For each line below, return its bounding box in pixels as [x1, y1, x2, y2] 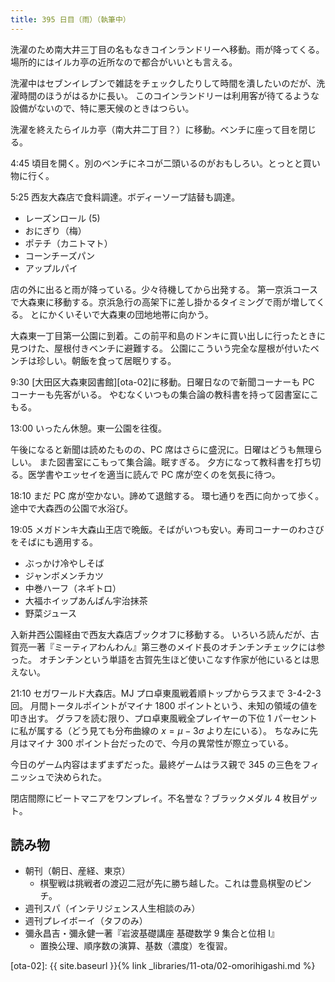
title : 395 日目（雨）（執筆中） [10, 14, 131, 25]
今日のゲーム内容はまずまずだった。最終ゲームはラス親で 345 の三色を [10, 758, 303, 770]
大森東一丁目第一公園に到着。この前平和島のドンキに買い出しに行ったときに [10, 329, 326, 341]
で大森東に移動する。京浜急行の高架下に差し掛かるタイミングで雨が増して [10, 296, 317, 308]
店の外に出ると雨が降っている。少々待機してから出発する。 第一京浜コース [10, 283, 319, 295]
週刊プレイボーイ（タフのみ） [24, 915, 148, 927]
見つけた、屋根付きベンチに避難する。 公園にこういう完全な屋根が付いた [10, 342, 311, 354]
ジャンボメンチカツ [24, 569, 105, 581]
